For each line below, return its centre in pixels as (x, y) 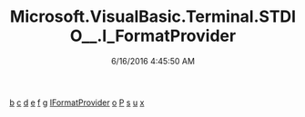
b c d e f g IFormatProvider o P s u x (77, 102)
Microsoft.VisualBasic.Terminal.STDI (153, 17)
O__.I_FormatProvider (153, 36)
